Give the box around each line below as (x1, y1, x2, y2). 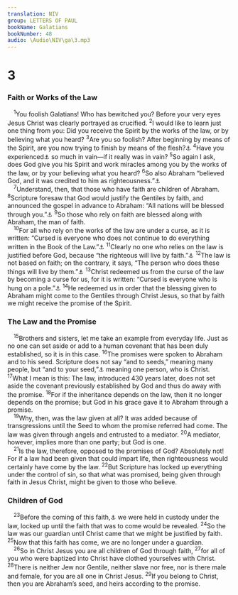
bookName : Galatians (7, 23, 69, 31)
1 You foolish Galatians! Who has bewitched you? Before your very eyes (13, 109, 221, 119)
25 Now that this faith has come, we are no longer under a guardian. (7, 537, 204, 547)
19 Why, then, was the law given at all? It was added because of (13, 413, 198, 422)
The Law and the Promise (7, 317, 97, 327)
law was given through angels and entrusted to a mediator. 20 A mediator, (7, 429, 221, 439)
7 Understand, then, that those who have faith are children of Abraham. (13, 184, 220, 194)
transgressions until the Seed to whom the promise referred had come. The (7, 422, 228, 430)
